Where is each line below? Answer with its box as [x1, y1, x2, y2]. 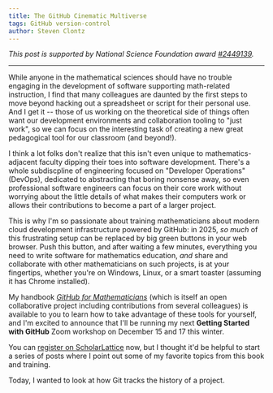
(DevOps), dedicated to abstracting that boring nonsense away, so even [8, 175, 249, 184]
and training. [8, 360, 51, 369]
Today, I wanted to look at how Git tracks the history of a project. [8, 375, 225, 386]
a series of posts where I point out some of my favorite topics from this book [8, 351, 265, 361]
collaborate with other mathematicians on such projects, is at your [8, 259, 230, 269]
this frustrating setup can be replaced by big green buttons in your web [8, 233, 248, 244]
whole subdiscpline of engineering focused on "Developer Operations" [8, 166, 246, 175]
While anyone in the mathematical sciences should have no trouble [8, 72, 232, 82]
